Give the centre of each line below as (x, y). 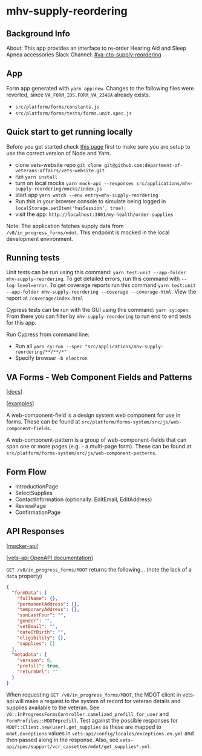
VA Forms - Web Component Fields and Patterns (99, 377)
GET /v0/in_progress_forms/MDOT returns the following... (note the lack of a (99, 569)
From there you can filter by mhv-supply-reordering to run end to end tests (99, 316)
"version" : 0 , (35, 660)
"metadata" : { (29, 655)
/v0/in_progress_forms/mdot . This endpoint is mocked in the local (88, 232)
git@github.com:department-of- (143, 165)
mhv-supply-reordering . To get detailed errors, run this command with (93, 279)
